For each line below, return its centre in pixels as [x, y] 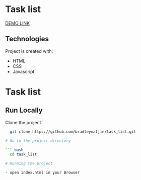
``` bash [14, 150]
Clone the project [23, 122]
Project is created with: [29, 51]
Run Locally [24, 110]
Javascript [23, 71]
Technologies [27, 39]
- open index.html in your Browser [43, 173]
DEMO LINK [18, 23]
